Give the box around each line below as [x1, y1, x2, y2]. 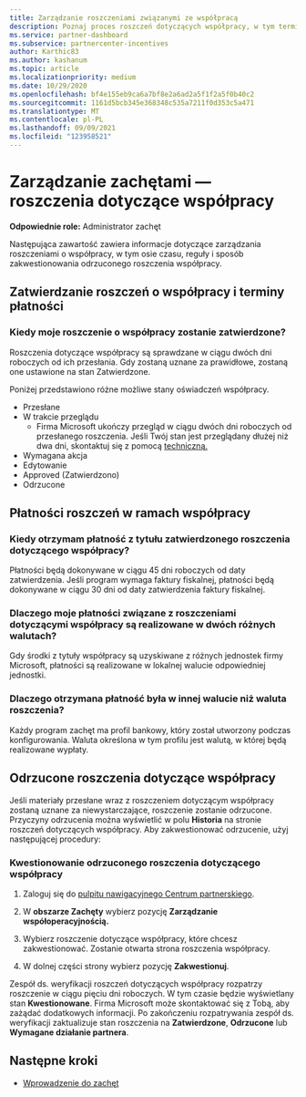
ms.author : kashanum [9, 56, 88, 65]
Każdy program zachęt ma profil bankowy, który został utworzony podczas [9, 724, 291, 735]
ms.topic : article [9, 65, 79, 74]
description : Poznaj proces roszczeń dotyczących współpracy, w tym [9, 22, 275, 31]
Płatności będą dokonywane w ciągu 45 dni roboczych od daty [9, 564, 246, 575]
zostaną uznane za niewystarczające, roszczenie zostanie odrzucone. [9, 804, 272, 815]
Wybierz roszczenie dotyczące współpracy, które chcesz [22, 933, 239, 944]
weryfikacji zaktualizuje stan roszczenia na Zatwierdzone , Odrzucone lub [9, 1017, 289, 1028]
